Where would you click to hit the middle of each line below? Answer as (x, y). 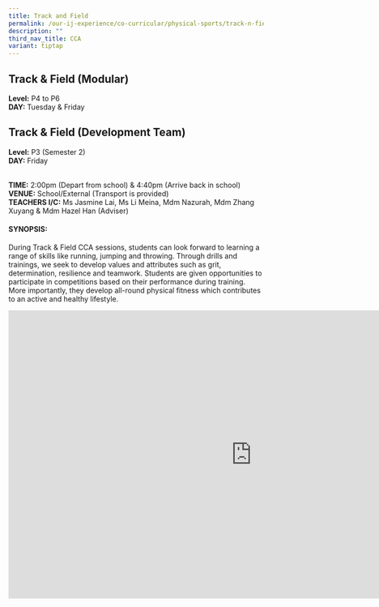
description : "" (36, 31)
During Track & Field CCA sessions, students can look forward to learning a (134, 247)
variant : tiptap (36, 46)
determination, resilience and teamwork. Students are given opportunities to (135, 273)
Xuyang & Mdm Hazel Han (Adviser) (69, 211)
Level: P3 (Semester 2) (47, 152)
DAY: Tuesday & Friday (47, 107)
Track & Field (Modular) (69, 79)
